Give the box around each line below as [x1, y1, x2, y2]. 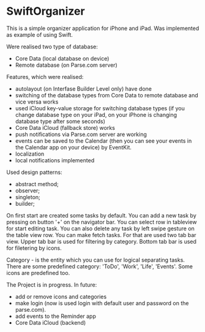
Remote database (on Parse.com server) [15, 61, 117, 69]
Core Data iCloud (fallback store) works [15, 124, 115, 131]
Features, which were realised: [6, 73, 84, 80]
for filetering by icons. [6, 244, 62, 252]
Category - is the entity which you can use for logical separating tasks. [6, 256, 185, 263]
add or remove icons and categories [15, 293, 107, 300]
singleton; [15, 193, 41, 200]
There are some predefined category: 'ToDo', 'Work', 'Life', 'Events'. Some [6, 262, 193, 270]
